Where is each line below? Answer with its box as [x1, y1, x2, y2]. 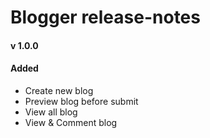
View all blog [24, 106, 78, 118]
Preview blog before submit [24, 95, 139, 107]
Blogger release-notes [10, 6, 201, 29]
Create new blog [24, 84, 94, 96]
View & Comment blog [24, 116, 118, 128]
